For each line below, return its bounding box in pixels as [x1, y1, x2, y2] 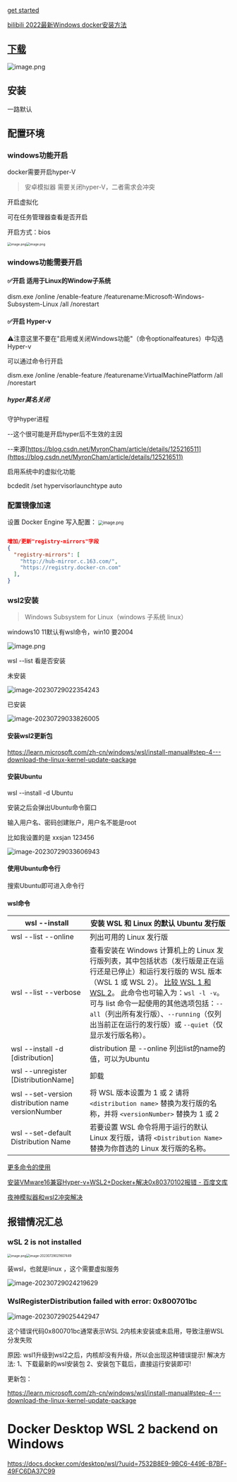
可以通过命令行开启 [7, 356, 63, 365]
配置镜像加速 [7, 500, 51, 510]
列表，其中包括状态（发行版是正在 [103, 956, 217, 966]
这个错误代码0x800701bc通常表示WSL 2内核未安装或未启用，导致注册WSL [7, 1327, 224, 1336]
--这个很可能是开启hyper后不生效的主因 [7, 429, 123, 438]
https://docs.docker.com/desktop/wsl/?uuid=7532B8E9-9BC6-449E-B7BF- [7, 1459, 227, 1468]
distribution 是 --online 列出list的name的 [89, 1044, 226, 1054]
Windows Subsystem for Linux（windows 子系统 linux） [24, 613, 188, 622]
